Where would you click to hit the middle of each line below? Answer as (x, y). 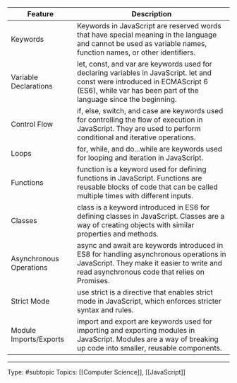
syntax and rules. (105, 310)
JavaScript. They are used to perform (139, 128)
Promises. (93, 281)
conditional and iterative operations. (136, 137)
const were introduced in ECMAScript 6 (142, 82)
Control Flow (32, 124)
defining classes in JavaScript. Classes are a (151, 216)
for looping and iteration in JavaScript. (140, 158)
